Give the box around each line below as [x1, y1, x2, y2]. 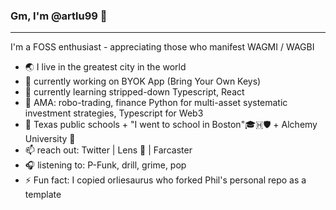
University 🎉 [24, 133, 76, 145]
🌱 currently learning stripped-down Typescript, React [24, 86, 245, 98]
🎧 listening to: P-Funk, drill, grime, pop [24, 159, 187, 171]
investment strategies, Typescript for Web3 [24, 107, 204, 119]
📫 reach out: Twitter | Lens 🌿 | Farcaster [24, 144, 193, 156]
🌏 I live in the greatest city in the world [24, 61, 187, 73]
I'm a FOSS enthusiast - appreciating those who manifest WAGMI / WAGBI [10, 41, 315, 53]
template [24, 189, 62, 201]
